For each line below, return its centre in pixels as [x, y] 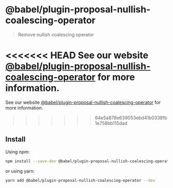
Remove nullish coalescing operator [56, 34]
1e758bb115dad [111, 123]
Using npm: [18, 152]
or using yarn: [20, 171]
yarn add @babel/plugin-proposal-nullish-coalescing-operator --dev [80, 180]
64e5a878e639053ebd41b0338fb [131, 118]
